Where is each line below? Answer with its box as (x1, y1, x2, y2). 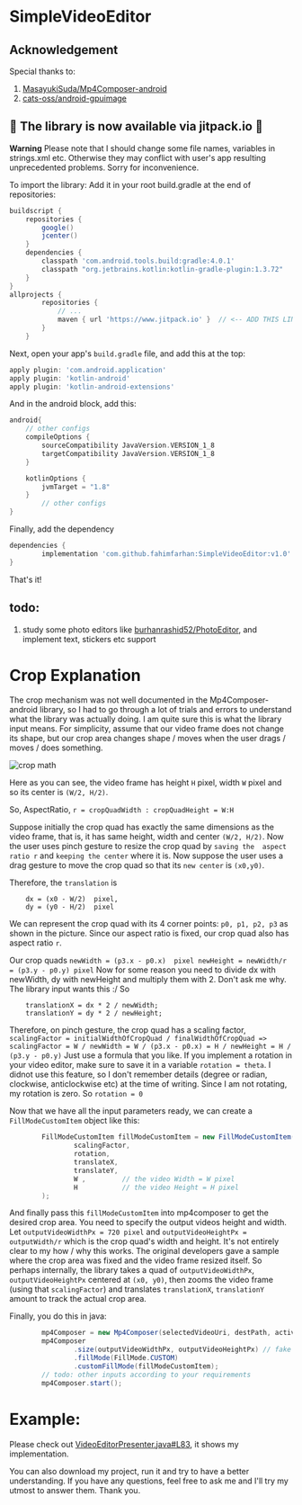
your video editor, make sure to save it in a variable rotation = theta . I (9, 1060, 271, 1071)
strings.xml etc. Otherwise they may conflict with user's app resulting (9, 152, 267, 163)
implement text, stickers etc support (22, 633, 156, 644)
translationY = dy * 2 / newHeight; (25, 1009, 164, 1018)
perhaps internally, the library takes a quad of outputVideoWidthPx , (9, 1265, 254, 1276)
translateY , (73, 1166, 119, 1175)
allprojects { (9, 290, 63, 299)
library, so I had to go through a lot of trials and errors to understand (40, 704, 292, 715)
